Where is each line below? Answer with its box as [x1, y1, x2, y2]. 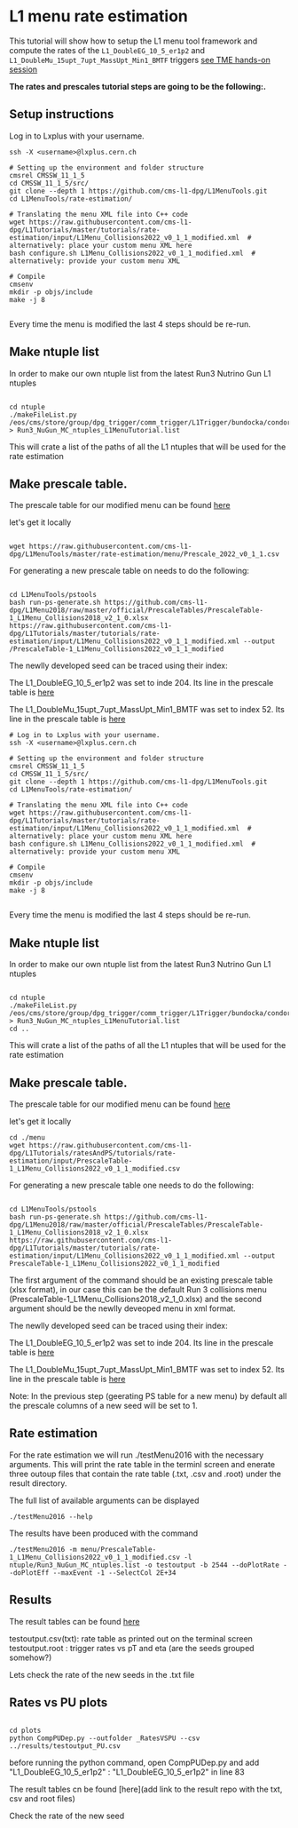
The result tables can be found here [9, 1616, 140, 1626]
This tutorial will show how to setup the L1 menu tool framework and [9, 36, 258, 46]
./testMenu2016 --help [9, 1512, 93, 1521]
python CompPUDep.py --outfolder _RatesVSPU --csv [9, 1734, 200, 1743]
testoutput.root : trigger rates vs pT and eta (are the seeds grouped [9, 1642, 255, 1653]
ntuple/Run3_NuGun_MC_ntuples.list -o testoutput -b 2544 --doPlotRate [9, 1561, 279, 1570]
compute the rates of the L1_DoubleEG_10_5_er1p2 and [9, 44, 206, 55]
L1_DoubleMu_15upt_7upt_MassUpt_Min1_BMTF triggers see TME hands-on [9, 54, 271, 65]
